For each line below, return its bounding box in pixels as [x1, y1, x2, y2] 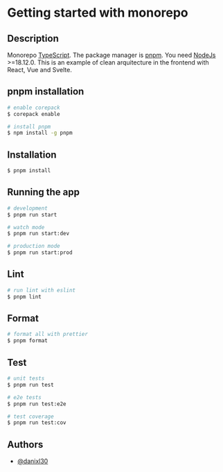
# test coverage [7, 413, 54, 420]
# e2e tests [7, 394, 42, 401]
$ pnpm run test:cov [7, 419, 67, 426]
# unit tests [7, 375, 45, 382]
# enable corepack [7, 104, 60, 111]
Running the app [7, 186, 80, 199]
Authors [7, 439, 44, 450]
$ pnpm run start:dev [7, 230, 70, 237]
